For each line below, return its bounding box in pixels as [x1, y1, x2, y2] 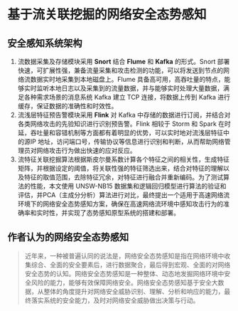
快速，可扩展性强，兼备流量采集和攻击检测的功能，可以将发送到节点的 [17, 66, 224, 75]
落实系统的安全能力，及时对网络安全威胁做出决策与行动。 [31, 296, 200, 305]
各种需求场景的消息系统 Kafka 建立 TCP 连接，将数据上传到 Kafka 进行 [23, 93, 231, 101]
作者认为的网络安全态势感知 [7, 231, 129, 243]
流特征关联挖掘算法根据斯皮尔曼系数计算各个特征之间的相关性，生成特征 [17, 155, 229, 164]
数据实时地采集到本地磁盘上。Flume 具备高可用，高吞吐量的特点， [30, 75, 225, 83]
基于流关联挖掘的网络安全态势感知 [7, 6, 207, 23]
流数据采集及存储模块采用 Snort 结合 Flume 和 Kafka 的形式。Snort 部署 [17, 58, 230, 65]
